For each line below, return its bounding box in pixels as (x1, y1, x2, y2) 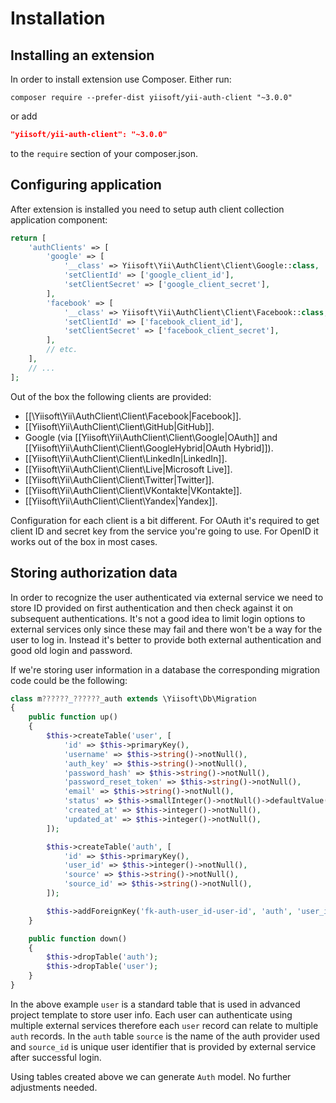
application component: (10, 213, 108, 226)
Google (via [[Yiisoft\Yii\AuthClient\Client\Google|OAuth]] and (24, 431, 278, 443)
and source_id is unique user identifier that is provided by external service (10, 1040, 317, 1052)
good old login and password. (10, 644, 133, 656)
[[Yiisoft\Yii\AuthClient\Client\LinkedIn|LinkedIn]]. (24, 452, 228, 464)
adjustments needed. (10, 1081, 98, 1093)
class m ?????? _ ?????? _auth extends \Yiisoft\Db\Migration (10, 693, 257, 704)
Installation (10, 7, 106, 30)
